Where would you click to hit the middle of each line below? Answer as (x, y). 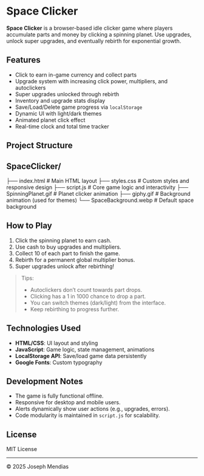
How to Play (29, 226)
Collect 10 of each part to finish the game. (67, 253)
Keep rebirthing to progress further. (75, 309)
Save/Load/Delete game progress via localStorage (79, 107)
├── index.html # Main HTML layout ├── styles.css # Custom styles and (98, 181)
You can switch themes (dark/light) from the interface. (98, 303)
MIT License (22, 449)
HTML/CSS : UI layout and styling (56, 343)
